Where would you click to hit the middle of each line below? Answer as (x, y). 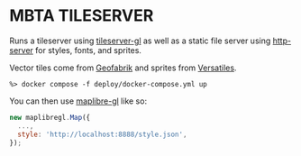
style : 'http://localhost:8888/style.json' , (102, 134)
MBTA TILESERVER (82, 16)
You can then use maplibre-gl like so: (78, 101)
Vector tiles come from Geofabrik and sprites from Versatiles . (123, 68)
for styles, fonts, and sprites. (89, 50)
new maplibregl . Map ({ (50, 117)
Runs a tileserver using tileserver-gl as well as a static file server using (140, 41)
